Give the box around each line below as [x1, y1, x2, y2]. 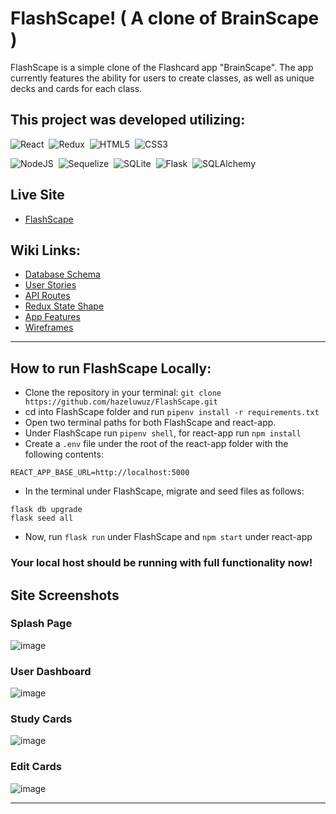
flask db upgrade [10, 505, 83, 515]
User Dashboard [10, 664, 92, 678]
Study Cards [10, 712, 73, 726]
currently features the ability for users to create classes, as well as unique [10, 72, 315, 84]
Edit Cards [10, 760, 62, 774]
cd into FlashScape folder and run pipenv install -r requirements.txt [24, 406, 320, 418]
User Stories [24, 279, 77, 291]
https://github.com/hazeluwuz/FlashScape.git [24, 397, 218, 407]
